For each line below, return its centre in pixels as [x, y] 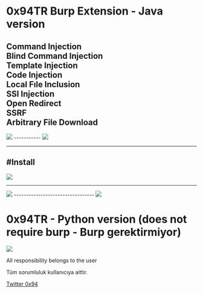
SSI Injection [31, 94]
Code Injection [34, 75]
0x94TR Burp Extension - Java [85, 11]
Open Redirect [34, 103]
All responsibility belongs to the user [52, 260]
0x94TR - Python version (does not [97, 219]
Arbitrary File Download [52, 122]
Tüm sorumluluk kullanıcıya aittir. [47, 272]
